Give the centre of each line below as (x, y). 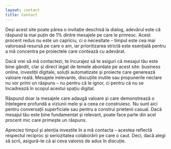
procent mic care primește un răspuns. (46, 120)
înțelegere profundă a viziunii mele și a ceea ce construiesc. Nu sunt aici (82, 103)
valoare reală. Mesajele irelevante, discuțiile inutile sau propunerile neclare (84, 77)
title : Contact (21, 15)
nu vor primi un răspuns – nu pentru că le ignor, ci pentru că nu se (75, 83)
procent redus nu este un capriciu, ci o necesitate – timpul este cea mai (80, 40)
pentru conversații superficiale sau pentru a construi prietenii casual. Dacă (84, 109)
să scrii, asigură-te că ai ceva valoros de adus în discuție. (66, 141)
